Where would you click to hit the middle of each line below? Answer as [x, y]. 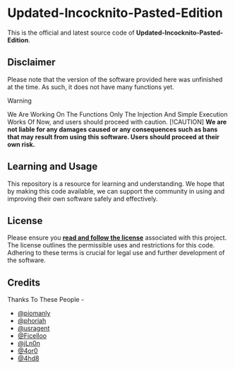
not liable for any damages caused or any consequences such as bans [113, 129]
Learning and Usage [53, 166]
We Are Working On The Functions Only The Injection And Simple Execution [117, 114]
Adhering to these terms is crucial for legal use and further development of [116, 253]
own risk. [21, 144]
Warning [19, 100]
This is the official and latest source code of [71, 33]
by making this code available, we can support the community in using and [116, 191]
